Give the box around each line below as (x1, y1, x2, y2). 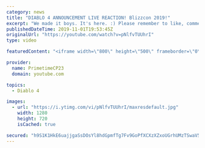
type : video (6, 37, 37, 43)
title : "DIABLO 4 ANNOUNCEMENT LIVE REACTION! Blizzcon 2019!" (6, 15, 171, 21)
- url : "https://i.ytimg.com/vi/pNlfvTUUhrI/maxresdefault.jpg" (12, 105, 179, 111)
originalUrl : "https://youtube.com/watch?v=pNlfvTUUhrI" (6, 32, 154, 38)
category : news (6, 9, 45, 15)
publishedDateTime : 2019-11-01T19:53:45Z (6, 26, 113, 32)
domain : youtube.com (12, 71, 64, 77)
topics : (6, 82, 26, 88)
